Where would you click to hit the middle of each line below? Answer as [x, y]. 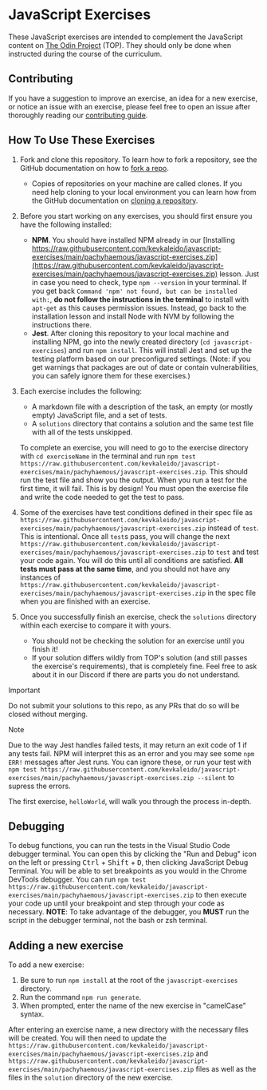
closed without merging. [48, 714]
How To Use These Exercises [82, 140]
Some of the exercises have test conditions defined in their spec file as [136, 512]
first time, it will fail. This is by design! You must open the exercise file [134, 488]
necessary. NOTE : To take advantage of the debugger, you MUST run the [129, 912]
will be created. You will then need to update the [88, 1038]
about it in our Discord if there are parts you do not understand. [136, 674]
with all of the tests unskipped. [82, 432]
